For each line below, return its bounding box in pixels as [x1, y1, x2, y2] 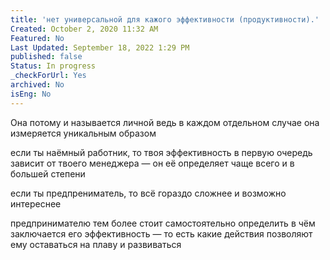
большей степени [10, 167, 86, 180]
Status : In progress [10, 61, 97, 71]
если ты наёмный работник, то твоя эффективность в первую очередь [10, 146, 313, 158]
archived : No [10, 80, 65, 90]
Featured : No [10, 33, 65, 43]
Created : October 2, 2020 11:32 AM [10, 24, 159, 34]
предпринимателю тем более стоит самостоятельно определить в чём [10, 217, 316, 229]
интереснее [10, 197, 62, 210]
